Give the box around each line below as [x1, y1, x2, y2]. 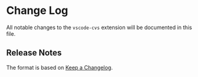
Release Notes [6, 48, 62, 58]
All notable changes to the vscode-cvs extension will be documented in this [6, 24, 192, 31]
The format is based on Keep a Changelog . [6, 64, 113, 71]
